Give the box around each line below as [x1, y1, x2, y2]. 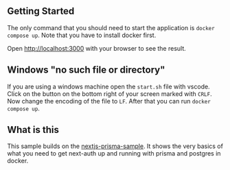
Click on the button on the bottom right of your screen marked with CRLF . [7, 89, 212, 98]
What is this [7, 124, 60, 136]
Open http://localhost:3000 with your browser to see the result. [7, 44, 187, 52]
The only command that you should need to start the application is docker [7, 23, 215, 32]
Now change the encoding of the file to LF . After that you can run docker [7, 97, 211, 105]
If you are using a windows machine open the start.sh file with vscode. [7, 82, 211, 90]
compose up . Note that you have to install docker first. [7, 31, 157, 39]
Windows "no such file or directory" [7, 64, 165, 76]
